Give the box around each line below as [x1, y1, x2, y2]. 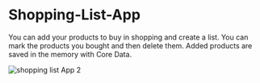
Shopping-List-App [8, 6, 141, 24]
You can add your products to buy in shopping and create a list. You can [8, 32, 249, 42]
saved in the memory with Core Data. [8, 49, 132, 59]
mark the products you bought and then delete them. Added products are [8, 40, 253, 50]
